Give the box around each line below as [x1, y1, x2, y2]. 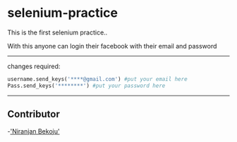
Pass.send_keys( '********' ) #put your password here [7, 82, 166, 89]
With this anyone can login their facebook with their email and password [7, 41, 217, 50]
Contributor [7, 108, 60, 120]
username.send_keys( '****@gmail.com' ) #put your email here [7, 75, 188, 82]
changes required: [7, 62, 61, 70]
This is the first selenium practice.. [7, 28, 108, 37]
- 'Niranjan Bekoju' [7, 127, 60, 135]
